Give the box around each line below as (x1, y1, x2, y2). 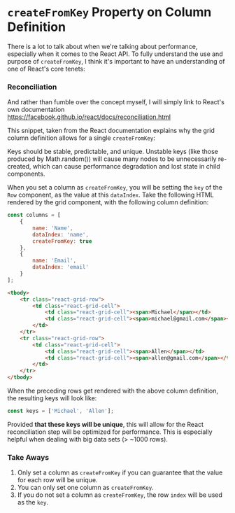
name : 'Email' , (32, 257, 77, 265)
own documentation (7, 106, 65, 114)
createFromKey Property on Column (7, 4, 212, 20)
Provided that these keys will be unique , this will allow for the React (7, 420, 204, 428)
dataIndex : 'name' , (32, 231, 90, 238)
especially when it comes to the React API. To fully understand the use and (7, 50, 223, 58)
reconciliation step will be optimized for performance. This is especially (7, 428, 213, 436)
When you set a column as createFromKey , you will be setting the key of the (7, 183, 222, 192)
